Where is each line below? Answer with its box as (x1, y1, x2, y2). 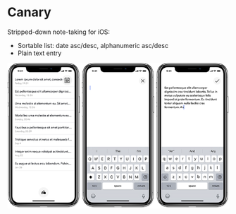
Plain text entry (17, 49, 62, 57)
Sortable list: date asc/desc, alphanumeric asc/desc (17, 41, 169, 49)
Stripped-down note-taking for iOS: (7, 28, 111, 36)
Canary (7, 4, 51, 20)
